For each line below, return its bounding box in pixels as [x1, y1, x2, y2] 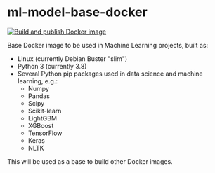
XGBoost [27, 121, 54, 130]
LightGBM [27, 113, 58, 123]
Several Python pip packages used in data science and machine [17, 69, 204, 78]
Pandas [27, 92, 51, 100]
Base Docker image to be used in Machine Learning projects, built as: [7, 41, 209, 49]
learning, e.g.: [17, 76, 58, 85]
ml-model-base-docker [7, 4, 148, 20]
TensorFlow [27, 129, 63, 137]
